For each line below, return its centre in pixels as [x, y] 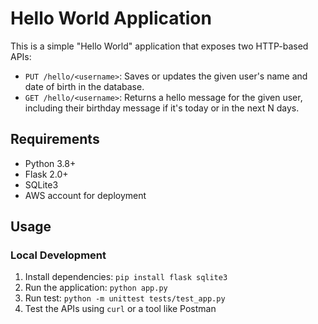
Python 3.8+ [50, 163]
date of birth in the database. [84, 86]
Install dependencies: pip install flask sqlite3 [126, 277]
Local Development [58, 255]
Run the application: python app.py [96, 288]
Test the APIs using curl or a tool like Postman [120, 309]
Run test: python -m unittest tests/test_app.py [125, 298]
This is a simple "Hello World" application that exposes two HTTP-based [159, 46]
